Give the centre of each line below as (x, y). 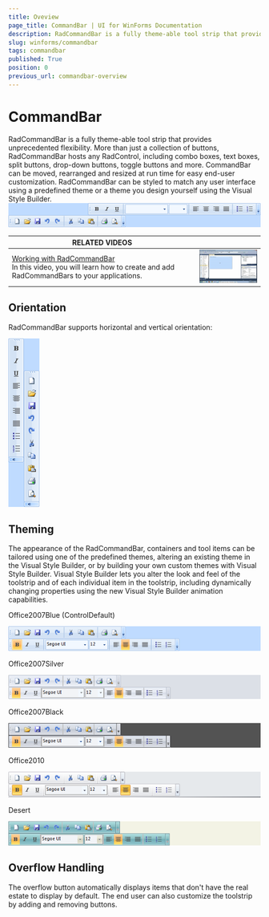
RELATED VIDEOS (102, 242)
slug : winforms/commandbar (53, 43)
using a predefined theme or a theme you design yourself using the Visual (130, 190)
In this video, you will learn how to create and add (93, 267)
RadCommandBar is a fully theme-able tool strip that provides (110, 139)
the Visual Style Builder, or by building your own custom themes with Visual (132, 566)
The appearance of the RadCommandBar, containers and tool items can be (132, 549)
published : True (35, 59)
